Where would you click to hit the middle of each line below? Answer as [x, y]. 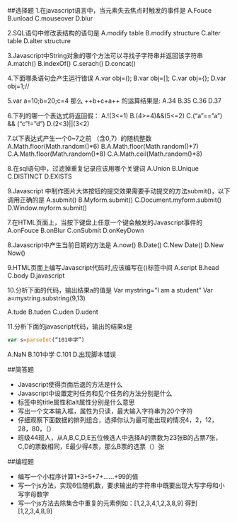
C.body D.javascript [36, 276]
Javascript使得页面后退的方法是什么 [70, 384]
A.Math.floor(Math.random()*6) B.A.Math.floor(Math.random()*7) [103, 146]
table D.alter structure [39, 41]
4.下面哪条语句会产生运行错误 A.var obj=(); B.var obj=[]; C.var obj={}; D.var [117, 78]
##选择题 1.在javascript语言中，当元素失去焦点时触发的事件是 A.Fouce [110, 10]
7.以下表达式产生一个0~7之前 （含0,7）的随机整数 [80, 138]
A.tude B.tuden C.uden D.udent [53, 312]
